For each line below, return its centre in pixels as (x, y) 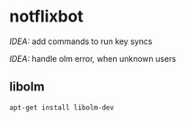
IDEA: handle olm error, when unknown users (93, 58)
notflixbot (46, 17)
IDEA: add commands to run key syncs (81, 41)
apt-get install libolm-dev (62, 108)
